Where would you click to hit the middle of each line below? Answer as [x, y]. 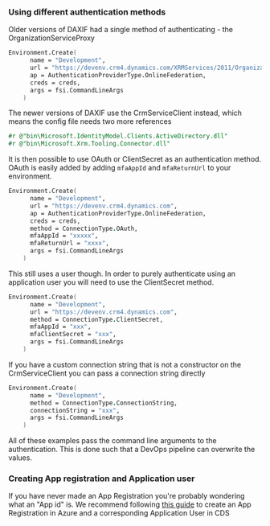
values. [20, 458]
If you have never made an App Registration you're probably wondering [127, 496]
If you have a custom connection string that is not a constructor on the [125, 364]
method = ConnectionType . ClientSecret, [96, 319]
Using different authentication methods [87, 12]
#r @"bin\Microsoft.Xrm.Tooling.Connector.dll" [90, 144]
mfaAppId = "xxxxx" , [64, 236]
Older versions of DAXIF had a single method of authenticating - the [121, 30]
